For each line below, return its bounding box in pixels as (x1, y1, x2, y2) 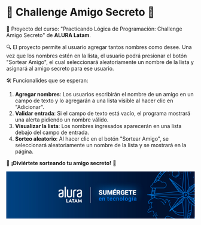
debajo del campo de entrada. (14, 129, 90, 136)
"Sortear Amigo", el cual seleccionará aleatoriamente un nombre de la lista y (6, 58, 194, 65)
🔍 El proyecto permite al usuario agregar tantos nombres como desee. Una (6, 43, 193, 50)
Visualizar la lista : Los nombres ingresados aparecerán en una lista (14, 122, 182, 129)
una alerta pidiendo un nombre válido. (14, 116, 109, 123)
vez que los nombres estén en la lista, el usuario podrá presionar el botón (6, 52, 187, 59)
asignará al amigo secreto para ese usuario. (6, 65, 114, 72)
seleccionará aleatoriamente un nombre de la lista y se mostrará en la (14, 141, 187, 148)
